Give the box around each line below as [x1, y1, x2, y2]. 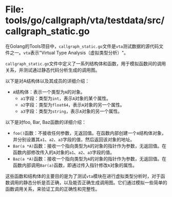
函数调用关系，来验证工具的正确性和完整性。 [5, 186, 100, 192]
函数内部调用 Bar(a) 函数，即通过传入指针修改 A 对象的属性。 [12, 162, 137, 168]
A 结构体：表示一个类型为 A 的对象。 [12, 88, 86, 95]
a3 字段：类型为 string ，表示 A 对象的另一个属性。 [20, 108, 123, 114]
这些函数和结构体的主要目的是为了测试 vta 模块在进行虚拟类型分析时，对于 [5, 173, 161, 179]
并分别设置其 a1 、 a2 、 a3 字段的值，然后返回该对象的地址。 [12, 136, 135, 142]
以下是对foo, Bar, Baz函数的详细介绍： [5, 119, 86, 125]
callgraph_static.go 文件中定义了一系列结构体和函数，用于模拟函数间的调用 [5, 60, 166, 66]
